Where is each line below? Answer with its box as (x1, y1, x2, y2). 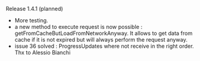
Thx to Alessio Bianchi (14, 49, 71, 56)
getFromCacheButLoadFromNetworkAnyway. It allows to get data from (14, 30, 193, 37)
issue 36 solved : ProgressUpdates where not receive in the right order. (14, 42, 195, 50)
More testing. (14, 17, 48, 24)
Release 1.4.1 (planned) (5, 5, 63, 12)
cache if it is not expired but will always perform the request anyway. (14, 36, 188, 43)
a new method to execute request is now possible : (14, 24, 143, 30)
